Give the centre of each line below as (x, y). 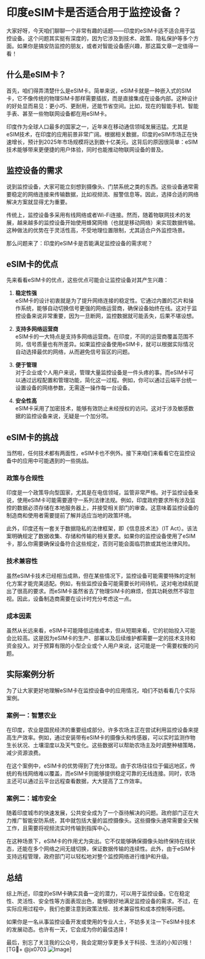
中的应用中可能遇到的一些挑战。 (52, 461)
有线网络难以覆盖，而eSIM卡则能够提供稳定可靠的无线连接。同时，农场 (106, 774)
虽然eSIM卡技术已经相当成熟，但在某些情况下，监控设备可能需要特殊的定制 (101, 576)
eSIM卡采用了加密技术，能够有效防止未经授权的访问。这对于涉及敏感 (102, 409)
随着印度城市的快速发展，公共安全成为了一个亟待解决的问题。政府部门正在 (100, 813)
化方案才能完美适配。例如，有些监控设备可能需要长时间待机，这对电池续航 (100, 583)
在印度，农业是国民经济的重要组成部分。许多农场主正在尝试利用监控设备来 (100, 730)
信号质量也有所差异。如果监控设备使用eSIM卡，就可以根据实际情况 (110, 344)
